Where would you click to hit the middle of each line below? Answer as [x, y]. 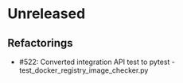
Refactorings [40, 43]
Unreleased [47, 14]
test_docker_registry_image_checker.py [84, 70]
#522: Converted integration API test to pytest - [97, 62]
